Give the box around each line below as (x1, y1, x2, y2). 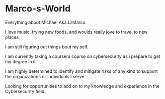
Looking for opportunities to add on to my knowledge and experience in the (5, 83, 160, 89)
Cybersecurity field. (5, 88, 46, 94)
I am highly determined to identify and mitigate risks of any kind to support (5, 68, 158, 74)
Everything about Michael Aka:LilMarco (5, 19, 85, 25)
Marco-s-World (5, 3, 71, 14)
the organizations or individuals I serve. (5, 73, 86, 79)
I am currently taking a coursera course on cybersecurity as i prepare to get (5, 53, 161, 59)
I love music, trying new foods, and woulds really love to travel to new (5, 29, 148, 35)
